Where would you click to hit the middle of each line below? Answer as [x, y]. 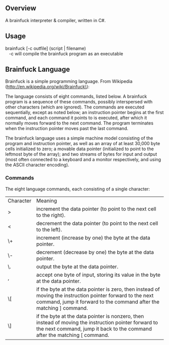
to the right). [51, 215]
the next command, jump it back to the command [94, 328]
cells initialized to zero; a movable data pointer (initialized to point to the [80, 149]
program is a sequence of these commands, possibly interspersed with [79, 102]
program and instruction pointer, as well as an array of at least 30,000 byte [83, 144]
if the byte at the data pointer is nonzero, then [90, 316]
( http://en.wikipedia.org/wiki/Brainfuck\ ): [47, 87]
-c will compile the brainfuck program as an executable [66, 53]
